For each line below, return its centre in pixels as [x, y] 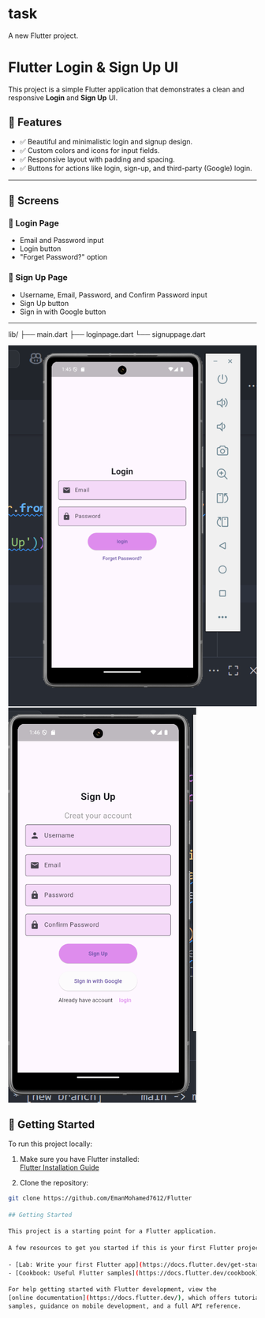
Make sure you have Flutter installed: [79, 1159]
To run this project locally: [50, 1144]
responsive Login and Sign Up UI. [63, 97]
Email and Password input [62, 241]
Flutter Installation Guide [60, 1167]
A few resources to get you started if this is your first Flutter [121, 1248]
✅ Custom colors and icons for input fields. [90, 150]
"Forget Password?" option [63, 257]
